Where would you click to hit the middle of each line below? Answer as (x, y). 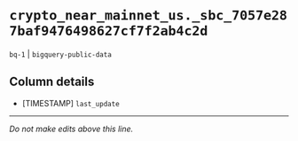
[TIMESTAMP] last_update (71, 103)
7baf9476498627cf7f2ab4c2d (109, 31)
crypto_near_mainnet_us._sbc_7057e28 (149, 16)
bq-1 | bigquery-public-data (61, 54)
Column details (52, 82)
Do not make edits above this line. (71, 129)
